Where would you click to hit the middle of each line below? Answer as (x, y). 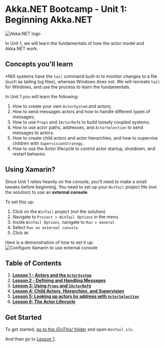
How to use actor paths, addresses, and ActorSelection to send (78, 127)
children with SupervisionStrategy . (48, 143)
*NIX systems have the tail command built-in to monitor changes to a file (81, 76)
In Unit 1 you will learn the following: (42, 96)
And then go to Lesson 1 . (31, 339)
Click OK (20, 232)
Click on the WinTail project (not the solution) (59, 211)
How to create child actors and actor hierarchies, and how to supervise (85, 138)
